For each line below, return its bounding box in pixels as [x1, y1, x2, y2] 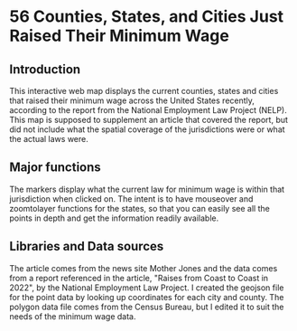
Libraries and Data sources [9, 239, 164, 254]
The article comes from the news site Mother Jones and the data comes [9, 262, 278, 273]
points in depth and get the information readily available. [9, 213, 219, 223]
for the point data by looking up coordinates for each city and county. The [9, 291, 284, 302]
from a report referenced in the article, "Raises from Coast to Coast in [9, 272, 269, 283]
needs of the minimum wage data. [9, 310, 137, 322]
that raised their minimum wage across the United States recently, [9, 95, 255, 106]
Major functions [9, 160, 101, 175]
